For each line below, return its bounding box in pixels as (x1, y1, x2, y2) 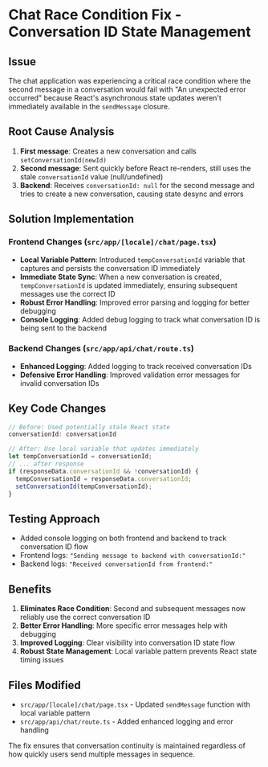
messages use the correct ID (19, 289, 116, 298)
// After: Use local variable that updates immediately (8, 445, 199, 453)
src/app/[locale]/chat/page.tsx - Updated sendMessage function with (19, 699, 251, 709)
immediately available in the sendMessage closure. (8, 102, 170, 111)
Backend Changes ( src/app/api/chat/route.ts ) (8, 343, 194, 355)
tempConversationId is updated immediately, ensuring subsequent (19, 280, 238, 290)
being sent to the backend (19, 323, 107, 333)
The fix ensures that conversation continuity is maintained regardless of (8, 740, 246, 750)
